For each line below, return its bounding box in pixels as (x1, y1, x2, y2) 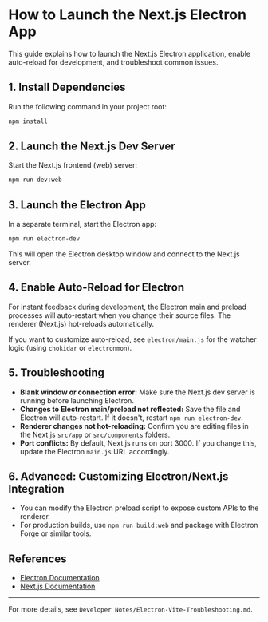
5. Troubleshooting (8, 366, 105, 380)
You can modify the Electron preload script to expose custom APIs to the (19, 503, 259, 513)
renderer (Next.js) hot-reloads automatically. (8, 319, 154, 328)
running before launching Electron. (19, 395, 134, 405)
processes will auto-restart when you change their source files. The (8, 310, 231, 320)
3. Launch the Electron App (8, 198, 146, 212)
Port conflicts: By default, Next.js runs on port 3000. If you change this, (19, 438, 258, 448)
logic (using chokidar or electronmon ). (8, 343, 132, 352)
